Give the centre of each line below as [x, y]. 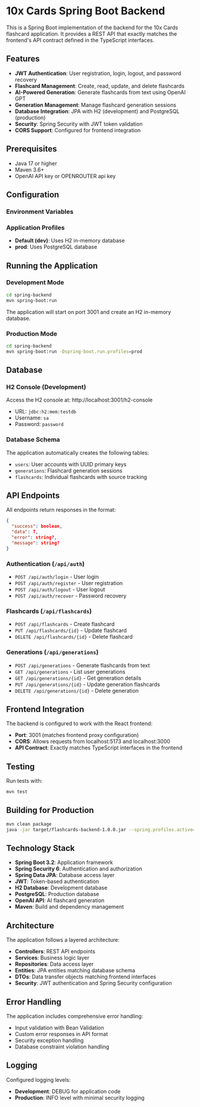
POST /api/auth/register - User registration [69, 583]
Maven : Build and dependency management [69, 907]
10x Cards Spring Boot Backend [86, 11]
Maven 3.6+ [29, 170]
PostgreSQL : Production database [57, 894]
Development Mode [35, 282]
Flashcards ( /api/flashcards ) [49, 611]
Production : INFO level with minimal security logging [79, 1097]
